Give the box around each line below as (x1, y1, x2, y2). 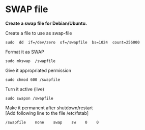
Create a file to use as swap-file (5, 30, 72, 36)
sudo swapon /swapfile (5, 96, 53, 101)
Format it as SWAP (5, 49, 44, 55)
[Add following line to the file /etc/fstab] (5, 110, 89, 116)
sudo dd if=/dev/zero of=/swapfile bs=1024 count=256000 (5, 39, 140, 45)
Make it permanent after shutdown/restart (5, 105, 93, 111)
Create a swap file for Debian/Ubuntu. (5, 20, 88, 26)
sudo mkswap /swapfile (5, 58, 56, 64)
